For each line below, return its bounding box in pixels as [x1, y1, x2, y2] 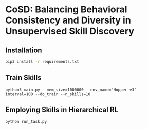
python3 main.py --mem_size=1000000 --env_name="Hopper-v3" [5, 87, 137, 92]
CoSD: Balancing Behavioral [5, 4, 127, 15]
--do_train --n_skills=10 [35, 91, 91, 97]
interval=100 [5, 91, 33, 97]
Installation [5, 46, 42, 54]
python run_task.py [5, 119, 47, 124]
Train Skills [5, 73, 42, 82]
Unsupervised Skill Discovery [5, 26, 135, 37]
